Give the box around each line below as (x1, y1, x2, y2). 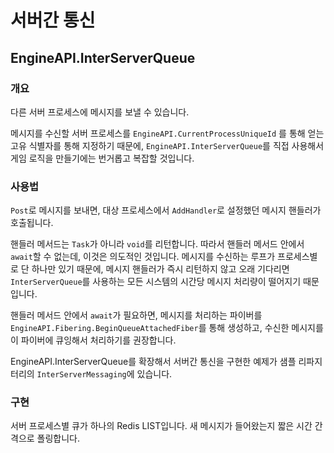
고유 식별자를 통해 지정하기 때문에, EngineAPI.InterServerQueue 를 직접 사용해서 (10, 139, 325, 151)
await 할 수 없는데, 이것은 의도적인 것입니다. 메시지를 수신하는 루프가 (10, 251, 276, 263)
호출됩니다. (10, 217, 54, 229)
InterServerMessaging (36, 370, 127, 380)
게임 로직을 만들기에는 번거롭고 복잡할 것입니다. (10, 152, 195, 164)
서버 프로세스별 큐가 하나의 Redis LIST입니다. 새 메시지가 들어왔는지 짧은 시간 (10, 420, 313, 432)
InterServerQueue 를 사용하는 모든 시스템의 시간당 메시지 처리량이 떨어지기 (10, 276, 302, 288)
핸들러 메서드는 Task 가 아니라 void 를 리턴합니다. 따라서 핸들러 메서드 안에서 (10, 238, 305, 250)
